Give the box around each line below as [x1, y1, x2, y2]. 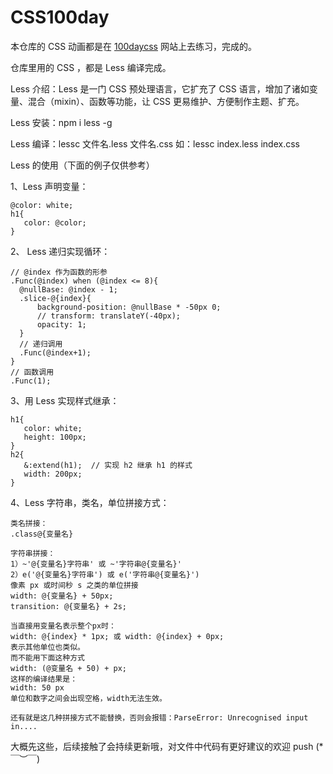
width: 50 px [10, 682, 65, 693]
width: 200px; [23, 469, 83, 479]
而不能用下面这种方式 [10, 652, 85, 663]
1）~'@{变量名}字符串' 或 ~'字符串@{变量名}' [10, 559, 182, 569]
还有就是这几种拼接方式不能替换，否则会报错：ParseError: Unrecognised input [10, 712, 309, 723]
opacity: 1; [36, 319, 87, 330]
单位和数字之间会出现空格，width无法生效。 [10, 693, 167, 703]
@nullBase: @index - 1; [19, 284, 118, 295]
